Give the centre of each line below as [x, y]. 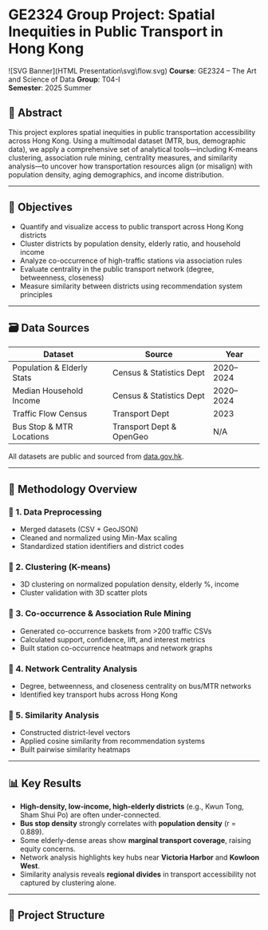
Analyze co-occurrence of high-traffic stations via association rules [131, 260]
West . [30, 866]
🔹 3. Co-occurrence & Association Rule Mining [100, 614]
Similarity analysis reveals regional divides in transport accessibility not [138, 874]
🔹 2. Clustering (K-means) [59, 566]
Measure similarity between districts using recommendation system [131, 286]
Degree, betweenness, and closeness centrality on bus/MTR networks [136, 686]
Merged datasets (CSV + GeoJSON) [79, 530]
